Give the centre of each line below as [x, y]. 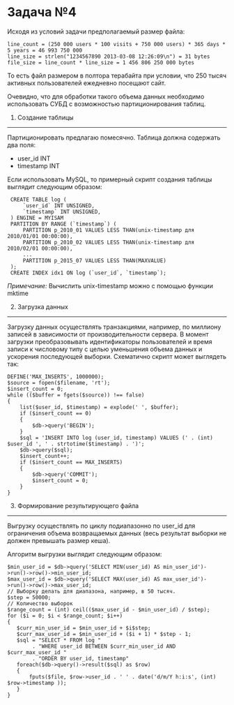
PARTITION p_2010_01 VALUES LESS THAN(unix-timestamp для [109, 230]
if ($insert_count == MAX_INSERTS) [71, 462]
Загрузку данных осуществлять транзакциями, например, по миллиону [114, 327]
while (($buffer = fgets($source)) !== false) [76, 395]
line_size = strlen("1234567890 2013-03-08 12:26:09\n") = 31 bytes [109, 57]
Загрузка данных [42, 306]
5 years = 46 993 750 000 [45, 50]
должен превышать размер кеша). [59, 540]
